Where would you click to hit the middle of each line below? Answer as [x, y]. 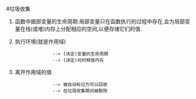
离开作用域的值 [33, 72]
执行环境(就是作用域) [41, 41]
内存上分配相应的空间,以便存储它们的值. [94, 29]
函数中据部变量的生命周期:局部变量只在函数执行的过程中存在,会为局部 [100, 21]
